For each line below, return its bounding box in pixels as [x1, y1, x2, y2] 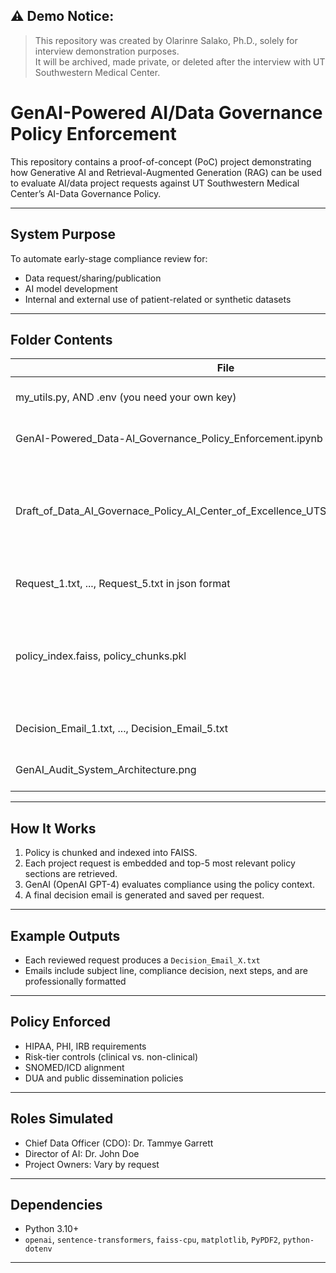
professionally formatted [24, 975, 127, 987]
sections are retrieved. [24, 868, 118, 880]
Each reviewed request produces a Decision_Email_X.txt [24, 954, 261, 966]
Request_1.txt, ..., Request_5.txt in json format [15, 577, 231, 591]
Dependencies [10, 1197, 103, 1214]
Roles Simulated [10, 1110, 114, 1128]
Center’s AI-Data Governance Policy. [10, 187, 162, 199]
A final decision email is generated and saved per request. [24, 889, 265, 901]
